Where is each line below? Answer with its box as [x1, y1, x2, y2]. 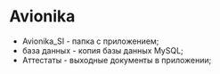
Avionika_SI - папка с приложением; [21, 36, 159, 46]
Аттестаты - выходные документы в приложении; [21, 54, 212, 65]
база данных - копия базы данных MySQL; [21, 45, 184, 55]
